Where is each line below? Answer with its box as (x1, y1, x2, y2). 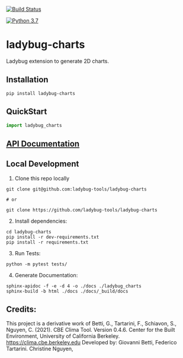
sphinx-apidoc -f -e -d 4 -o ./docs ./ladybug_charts (6, 283, 142, 289)
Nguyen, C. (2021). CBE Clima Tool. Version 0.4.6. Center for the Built (6, 327, 175, 334)
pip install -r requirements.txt (6, 239, 89, 245)
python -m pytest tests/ (6, 261, 68, 267)
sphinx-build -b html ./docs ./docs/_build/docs (6, 288, 129, 294)
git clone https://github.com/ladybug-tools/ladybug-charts (6, 207, 158, 213)
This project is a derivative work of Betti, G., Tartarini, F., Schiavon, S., (6, 320, 176, 327)
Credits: (6, 305, 37, 315)
